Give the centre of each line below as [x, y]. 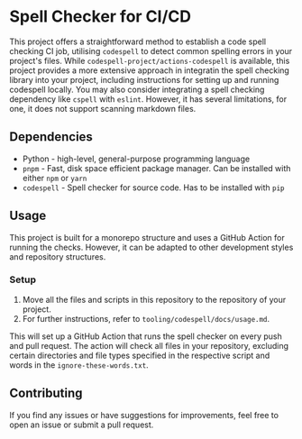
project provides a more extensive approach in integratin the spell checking [150, 70]
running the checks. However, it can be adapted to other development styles [151, 247]
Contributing [46, 393]
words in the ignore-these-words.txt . [79, 365]
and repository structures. [58, 256]
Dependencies [51, 137]
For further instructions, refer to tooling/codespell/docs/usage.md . [146, 318]
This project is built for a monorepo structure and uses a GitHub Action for [147, 237]
